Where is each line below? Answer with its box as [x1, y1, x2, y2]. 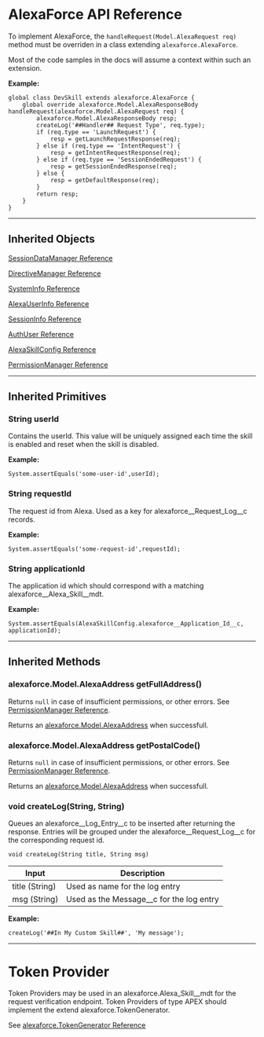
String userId [8, 414, 60, 425]
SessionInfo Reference [8, 314, 82, 324]
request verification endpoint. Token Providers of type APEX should [8, 997, 227, 1006]
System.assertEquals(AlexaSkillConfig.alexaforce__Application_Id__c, [8, 620, 244, 628]
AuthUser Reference [8, 329, 75, 339]
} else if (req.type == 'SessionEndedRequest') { [36, 156, 202, 163]
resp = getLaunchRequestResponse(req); [49, 135, 181, 143]
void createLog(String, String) [8, 801, 125, 812]
